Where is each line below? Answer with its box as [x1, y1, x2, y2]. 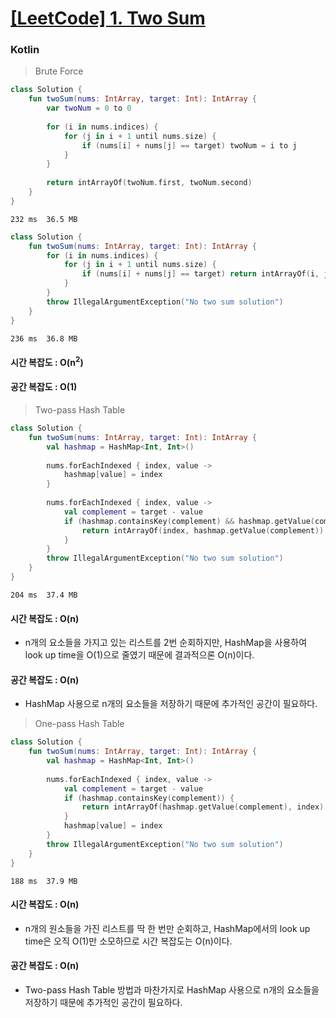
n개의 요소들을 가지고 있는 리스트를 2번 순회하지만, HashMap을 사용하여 [24, 637, 308, 649]
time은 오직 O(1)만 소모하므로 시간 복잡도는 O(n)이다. [24, 935, 233, 947]
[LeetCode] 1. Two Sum [10, 7, 206, 30]
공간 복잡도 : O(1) [10, 381, 78, 393]
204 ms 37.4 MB [10, 590, 78, 600]
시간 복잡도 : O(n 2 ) [10, 355, 84, 368]
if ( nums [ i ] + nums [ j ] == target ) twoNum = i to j [81, 140, 298, 151]
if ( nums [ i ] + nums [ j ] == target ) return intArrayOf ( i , [81, 269, 320, 279]
